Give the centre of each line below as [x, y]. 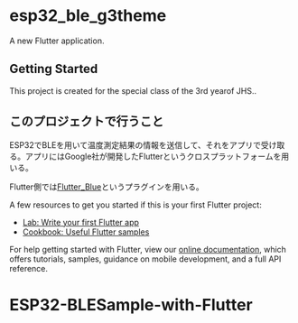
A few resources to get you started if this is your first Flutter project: [135, 205]
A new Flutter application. [57, 41]
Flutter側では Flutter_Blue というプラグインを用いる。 [107, 187]
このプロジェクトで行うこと [87, 121]
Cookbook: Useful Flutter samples [86, 232]
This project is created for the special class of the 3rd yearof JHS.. [133, 90]
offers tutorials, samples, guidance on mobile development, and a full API [145, 259]
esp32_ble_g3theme [88, 16]
